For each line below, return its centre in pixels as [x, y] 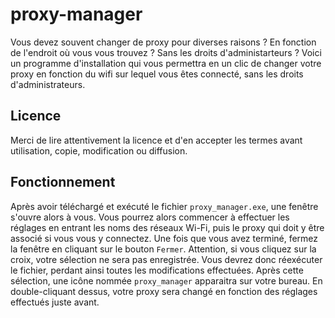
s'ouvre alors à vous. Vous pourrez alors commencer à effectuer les [150, 217]
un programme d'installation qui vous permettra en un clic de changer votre [166, 63]
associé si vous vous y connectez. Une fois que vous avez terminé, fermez [164, 238]
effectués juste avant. [55, 302]
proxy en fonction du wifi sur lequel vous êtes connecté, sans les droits [157, 74]
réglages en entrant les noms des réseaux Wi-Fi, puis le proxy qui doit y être [167, 227]
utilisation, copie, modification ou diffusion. [99, 150]
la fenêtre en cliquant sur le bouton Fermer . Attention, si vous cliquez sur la [163, 249]
